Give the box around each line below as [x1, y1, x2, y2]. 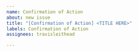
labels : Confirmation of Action [6, 25, 89, 32]
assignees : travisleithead [6, 31, 75, 37]
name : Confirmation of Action [6, 8, 84, 15]
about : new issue [6, 15, 51, 21]
